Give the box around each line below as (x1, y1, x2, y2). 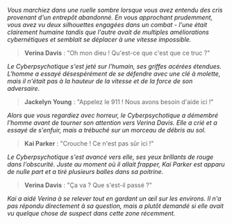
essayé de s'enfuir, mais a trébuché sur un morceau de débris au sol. (7, 126, 206, 134)
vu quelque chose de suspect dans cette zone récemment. (7, 209, 176, 217)
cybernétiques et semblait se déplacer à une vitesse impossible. (7, 35, 192, 44)
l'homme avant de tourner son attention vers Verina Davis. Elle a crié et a (7, 119, 217, 127)
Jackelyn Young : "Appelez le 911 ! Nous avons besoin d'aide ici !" (24, 98, 214, 106)
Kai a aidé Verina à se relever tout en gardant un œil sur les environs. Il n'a (7, 194, 222, 203)
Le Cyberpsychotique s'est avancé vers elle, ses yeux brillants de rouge (7, 153, 214, 161)
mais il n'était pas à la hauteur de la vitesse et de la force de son (7, 77, 193, 85)
